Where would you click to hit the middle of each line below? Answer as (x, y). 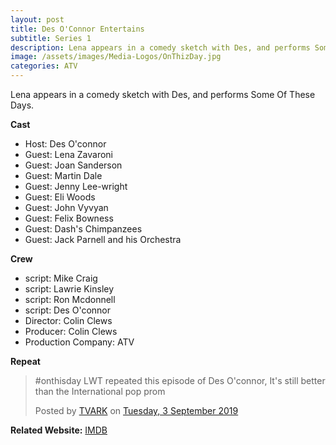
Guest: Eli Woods (60, 197)
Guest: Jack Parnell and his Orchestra (103, 239)
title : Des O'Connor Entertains (77, 29)
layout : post (37, 19)
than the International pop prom (100, 391)
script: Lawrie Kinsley (69, 289)
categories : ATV (44, 66)
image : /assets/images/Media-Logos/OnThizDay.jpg (116, 57)
